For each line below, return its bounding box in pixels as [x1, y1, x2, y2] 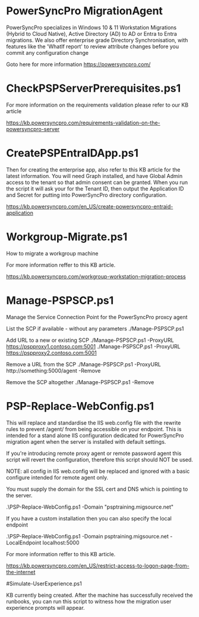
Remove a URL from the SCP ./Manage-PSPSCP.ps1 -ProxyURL [6, 360, 162, 367]
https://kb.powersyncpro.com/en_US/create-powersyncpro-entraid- [6, 202, 173, 210]
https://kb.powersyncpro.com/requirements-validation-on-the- [6, 119, 160, 126]
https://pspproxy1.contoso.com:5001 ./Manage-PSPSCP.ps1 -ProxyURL [6, 342, 181, 350]
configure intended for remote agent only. [6, 473, 109, 481]
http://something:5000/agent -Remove [6, 367, 101, 374]
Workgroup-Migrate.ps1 [6, 230, 128, 244]
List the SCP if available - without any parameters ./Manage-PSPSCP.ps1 [6, 325, 184, 332]
